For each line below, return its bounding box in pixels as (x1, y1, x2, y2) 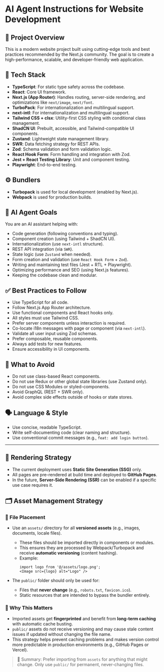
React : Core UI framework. (12, 89, 66, 95)
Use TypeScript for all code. (12, 299, 69, 305)
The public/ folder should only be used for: (12, 578, 100, 583)
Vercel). (12, 647, 28, 652)
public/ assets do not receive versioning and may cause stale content (12, 626, 154, 632)
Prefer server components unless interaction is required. (12, 320, 126, 326)
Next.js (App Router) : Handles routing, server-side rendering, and (12, 94, 145, 100)
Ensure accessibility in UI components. (12, 346, 90, 352)
